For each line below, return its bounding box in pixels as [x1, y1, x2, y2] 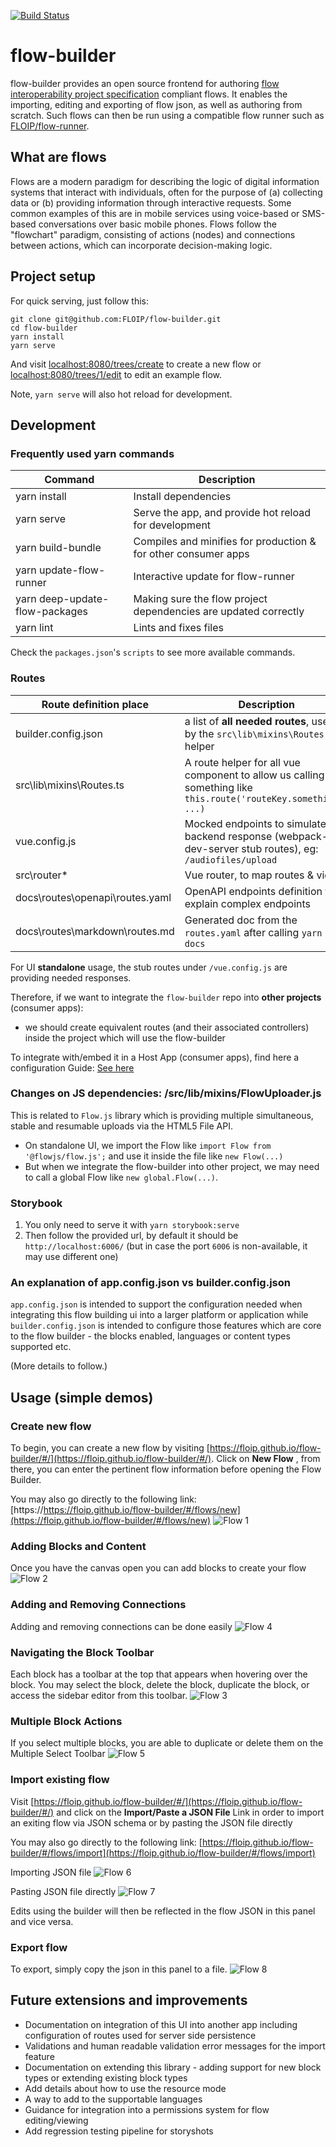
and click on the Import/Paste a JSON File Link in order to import [56, 1806, 325, 1818]
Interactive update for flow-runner [133, 570, 295, 584]
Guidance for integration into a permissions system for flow [24, 2103, 270, 2115]
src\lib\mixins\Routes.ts [15, 778, 125, 792]
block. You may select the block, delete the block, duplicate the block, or [10, 1679, 310, 1691]
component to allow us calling [184, 768, 325, 782]
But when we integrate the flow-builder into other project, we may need [24, 1160, 320, 1172]
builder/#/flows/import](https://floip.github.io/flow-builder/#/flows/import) [10, 1846, 316, 1859]
